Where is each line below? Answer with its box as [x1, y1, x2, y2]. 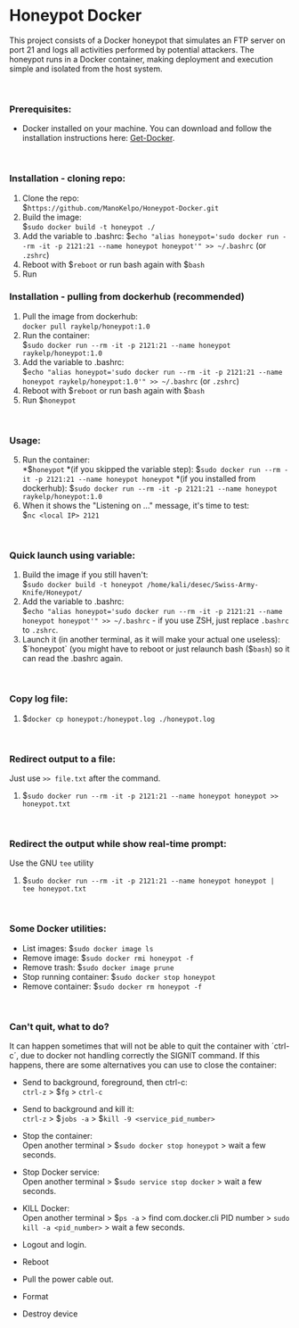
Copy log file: [9, 693, 69, 705]
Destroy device [21, 1308, 78, 1319]
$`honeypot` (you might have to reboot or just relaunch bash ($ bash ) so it [21, 643, 290, 654]
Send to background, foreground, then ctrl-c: [21, 1076, 189, 1087]
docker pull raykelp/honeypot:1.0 [21, 322, 150, 331]
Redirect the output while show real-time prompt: [9, 837, 227, 850]
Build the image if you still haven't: [21, 569, 149, 580]
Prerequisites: [9, 103, 72, 115]
